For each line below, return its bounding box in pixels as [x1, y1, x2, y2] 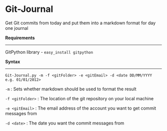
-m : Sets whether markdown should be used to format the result [5, 86, 137, 92]
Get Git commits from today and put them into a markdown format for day [5, 20, 156, 26]
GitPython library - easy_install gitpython [5, 49, 93, 55]
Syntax [5, 59, 20, 65]
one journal [5, 25, 28, 31]
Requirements [5, 35, 35, 41]
